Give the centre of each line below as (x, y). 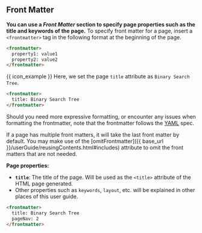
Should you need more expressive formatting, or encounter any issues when (101, 116)
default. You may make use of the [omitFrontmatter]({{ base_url (85, 141)
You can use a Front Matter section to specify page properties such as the (101, 24)
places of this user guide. (46, 196)
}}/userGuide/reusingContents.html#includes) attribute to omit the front (95, 148)
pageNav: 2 (25, 219)
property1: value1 (35, 54)
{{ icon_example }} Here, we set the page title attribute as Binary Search (98, 76)
